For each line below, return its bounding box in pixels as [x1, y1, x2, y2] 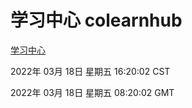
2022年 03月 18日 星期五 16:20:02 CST [10, 65, 171, 77]
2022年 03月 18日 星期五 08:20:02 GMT [10, 86, 175, 98]
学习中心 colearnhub [10, 9, 183, 32]
